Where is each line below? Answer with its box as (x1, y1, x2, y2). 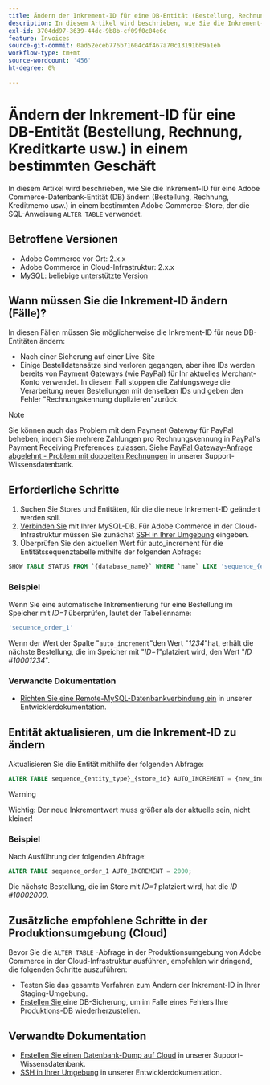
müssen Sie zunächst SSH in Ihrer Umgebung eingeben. (63, 530, 249, 540)
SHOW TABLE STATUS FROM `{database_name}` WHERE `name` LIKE (8, 563, 218, 571)
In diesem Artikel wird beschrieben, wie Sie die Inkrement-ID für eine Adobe (8, 183, 260, 193)
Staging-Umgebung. (19, 989, 88, 998)
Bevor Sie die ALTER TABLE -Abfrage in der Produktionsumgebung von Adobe (8, 948, 262, 957)
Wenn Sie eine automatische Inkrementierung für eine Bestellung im (8, 600, 233, 610)
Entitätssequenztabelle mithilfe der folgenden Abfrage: (19, 547, 202, 557)
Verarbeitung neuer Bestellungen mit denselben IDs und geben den (19, 386, 243, 396)
